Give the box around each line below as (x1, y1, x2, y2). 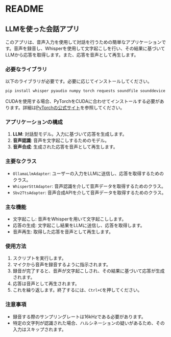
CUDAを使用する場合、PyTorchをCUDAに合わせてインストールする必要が (5, 98, 160, 104)
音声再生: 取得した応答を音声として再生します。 (12, 229, 113, 235)
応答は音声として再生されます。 (12, 280, 80, 287)
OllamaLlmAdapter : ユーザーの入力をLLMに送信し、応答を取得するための (12, 170, 164, 176)
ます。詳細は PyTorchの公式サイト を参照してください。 (9, 105, 125, 111)
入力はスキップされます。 (12, 326, 66, 332)
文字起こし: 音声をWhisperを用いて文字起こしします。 (12, 216, 127, 222)
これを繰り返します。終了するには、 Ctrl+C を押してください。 (12, 287, 142, 293)
